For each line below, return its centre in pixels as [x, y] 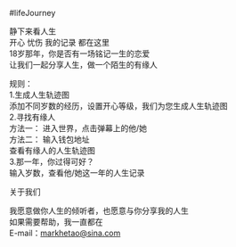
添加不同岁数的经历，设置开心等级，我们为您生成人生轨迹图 [118, 106]
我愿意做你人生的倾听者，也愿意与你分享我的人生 [99, 210]
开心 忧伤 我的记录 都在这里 [59, 42]
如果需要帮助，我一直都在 [56, 222]
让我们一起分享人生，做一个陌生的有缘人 [83, 65]
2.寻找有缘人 [33, 117]
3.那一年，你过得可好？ [52, 161]
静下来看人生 [33, 31]
